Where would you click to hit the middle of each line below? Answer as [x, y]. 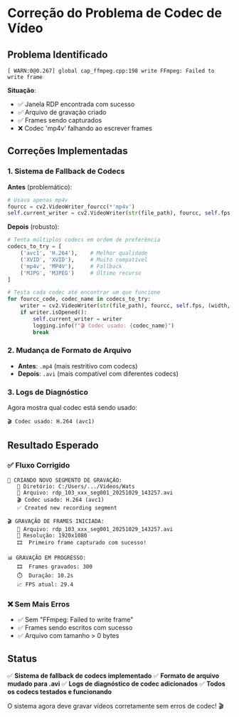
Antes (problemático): [40, 187]
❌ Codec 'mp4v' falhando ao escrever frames [85, 128]
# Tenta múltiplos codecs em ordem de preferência [84, 240]
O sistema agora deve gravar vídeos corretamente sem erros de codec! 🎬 [116, 706]
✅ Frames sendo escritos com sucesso [75, 628]
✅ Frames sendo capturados [59, 120]
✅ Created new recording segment [67, 507]
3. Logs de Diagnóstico [48, 392]
